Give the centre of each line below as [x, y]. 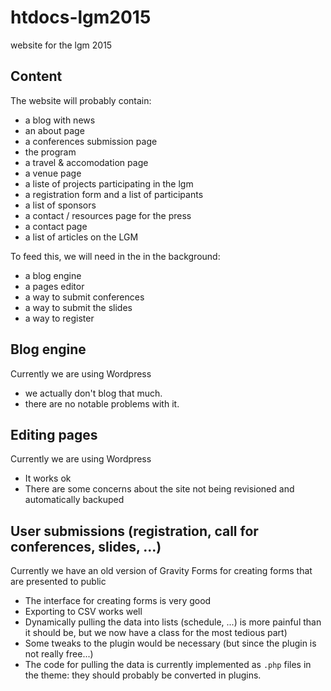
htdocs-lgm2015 [81, 17]
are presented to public [58, 582]
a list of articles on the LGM [81, 237]
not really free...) [59, 654]
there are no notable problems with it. [102, 403]
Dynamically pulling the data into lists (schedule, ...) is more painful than [173, 622]
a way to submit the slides [78, 307]
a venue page [53, 173]
